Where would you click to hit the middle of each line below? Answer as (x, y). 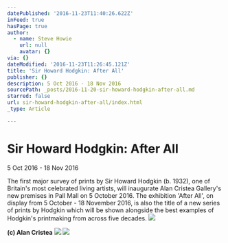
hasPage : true (27, 26)
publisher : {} (27, 77)
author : (18, 33)
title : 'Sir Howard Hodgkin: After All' (66, 71)
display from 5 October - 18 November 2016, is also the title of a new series (114, 203)
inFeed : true (26, 20)
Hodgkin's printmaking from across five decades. (77, 218)
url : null (34, 45)
